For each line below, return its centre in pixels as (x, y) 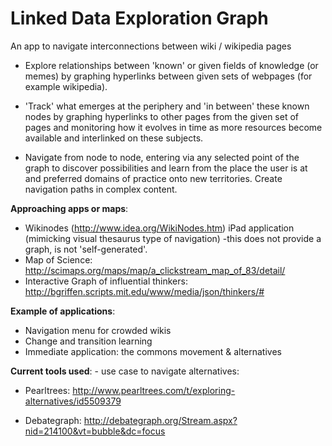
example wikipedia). (66, 86)
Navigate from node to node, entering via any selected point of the (162, 157)
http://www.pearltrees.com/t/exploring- (154, 390)
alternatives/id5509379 (73, 401)
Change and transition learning (88, 341)
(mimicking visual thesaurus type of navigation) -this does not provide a (173, 238)
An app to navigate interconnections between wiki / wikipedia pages (151, 46)
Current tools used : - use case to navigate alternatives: (125, 371)
